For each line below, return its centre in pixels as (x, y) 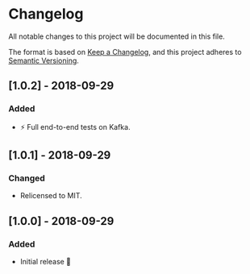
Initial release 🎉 (45, 262)
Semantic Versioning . (44, 60)
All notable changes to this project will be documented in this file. (117, 36)
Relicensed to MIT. (51, 196)
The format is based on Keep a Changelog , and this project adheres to (125, 52)
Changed (27, 178)
